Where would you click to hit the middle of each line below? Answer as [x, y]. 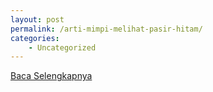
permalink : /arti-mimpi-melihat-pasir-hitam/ [106, 29]
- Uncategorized [62, 47]
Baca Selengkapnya [51, 76]
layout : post [37, 19]
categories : [35, 38]
